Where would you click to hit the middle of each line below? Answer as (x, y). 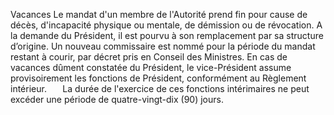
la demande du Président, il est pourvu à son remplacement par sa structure (167, 35)
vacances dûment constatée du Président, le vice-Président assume (151, 67)
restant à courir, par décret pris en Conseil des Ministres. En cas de (149, 57)
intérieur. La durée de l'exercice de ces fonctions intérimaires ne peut (160, 88)
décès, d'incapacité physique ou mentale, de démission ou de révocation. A (166, 25)
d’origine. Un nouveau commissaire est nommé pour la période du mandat (163, 46)
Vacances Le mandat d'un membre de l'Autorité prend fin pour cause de (159, 14)
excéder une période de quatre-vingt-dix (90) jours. (117, 99)
